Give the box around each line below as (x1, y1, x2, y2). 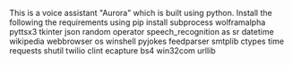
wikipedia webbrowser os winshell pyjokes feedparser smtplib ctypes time (9, 36, 285, 46)
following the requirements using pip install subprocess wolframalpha (9, 17, 266, 28)
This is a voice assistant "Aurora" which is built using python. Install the (9, 8, 272, 18)
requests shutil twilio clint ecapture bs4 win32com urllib (9, 45, 217, 56)
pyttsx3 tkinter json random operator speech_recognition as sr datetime (9, 27, 275, 37)
